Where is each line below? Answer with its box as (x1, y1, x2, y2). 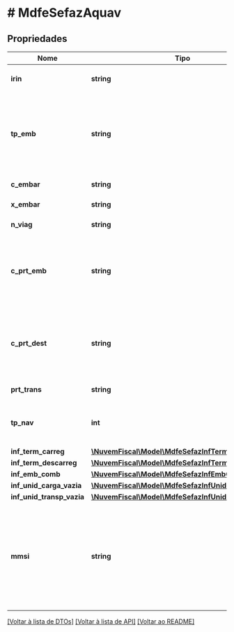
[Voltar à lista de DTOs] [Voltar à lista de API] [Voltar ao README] (7, 617, 195, 626)
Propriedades (7, 33, 68, 45)
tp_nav (10, 418, 34, 427)
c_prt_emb (10, 266, 47, 275)
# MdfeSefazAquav (7, 5, 122, 21)
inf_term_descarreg (10, 458, 77, 467)
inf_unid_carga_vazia (10, 480, 82, 490)
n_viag (10, 220, 33, 229)
